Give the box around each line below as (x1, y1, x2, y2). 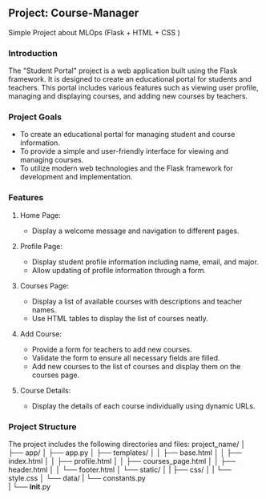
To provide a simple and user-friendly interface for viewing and (19, 147, 229, 156)
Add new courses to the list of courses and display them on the (31, 361, 241, 371)
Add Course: (19, 328, 62, 339)
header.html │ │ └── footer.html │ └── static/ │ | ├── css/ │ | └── (8, 465, 232, 474)
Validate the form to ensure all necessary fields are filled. (31, 352, 220, 363)
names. (31, 304, 57, 315)
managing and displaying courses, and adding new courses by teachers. (8, 91, 248, 101)
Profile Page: (19, 241, 62, 251)
